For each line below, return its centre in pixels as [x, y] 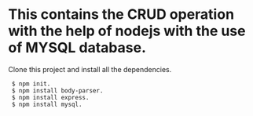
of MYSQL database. [77, 48]
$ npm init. [31, 84]
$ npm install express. [50, 97]
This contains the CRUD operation [121, 14]
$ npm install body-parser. [57, 91]
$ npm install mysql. [47, 104]
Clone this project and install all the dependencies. [90, 69]
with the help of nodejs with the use [127, 31]
